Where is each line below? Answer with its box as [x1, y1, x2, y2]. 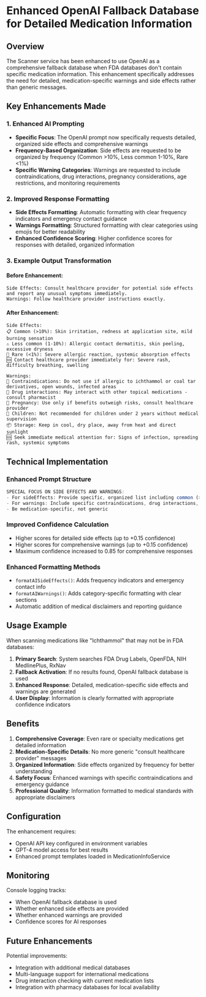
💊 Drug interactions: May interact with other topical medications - [6, 389, 188, 396]
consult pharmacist [6, 395, 56, 401]
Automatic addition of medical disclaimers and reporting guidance [15, 602, 183, 610]
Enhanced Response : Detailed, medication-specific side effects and [15, 681, 189, 688]
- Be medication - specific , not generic [6, 506, 109, 512]
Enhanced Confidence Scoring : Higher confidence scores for [15, 234, 173, 242]
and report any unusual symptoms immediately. [6, 291, 128, 297]
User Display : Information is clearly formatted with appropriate [15, 694, 174, 701]
